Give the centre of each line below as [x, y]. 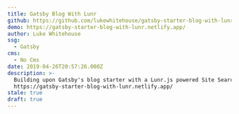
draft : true [25, 100]
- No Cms [27, 60]
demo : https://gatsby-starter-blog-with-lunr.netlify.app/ [97, 27]
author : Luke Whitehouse [44, 34]
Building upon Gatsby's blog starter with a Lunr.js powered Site [114, 80]
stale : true [25, 93]
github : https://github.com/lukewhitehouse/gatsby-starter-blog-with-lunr [121, 21]
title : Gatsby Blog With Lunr [52, 14]
